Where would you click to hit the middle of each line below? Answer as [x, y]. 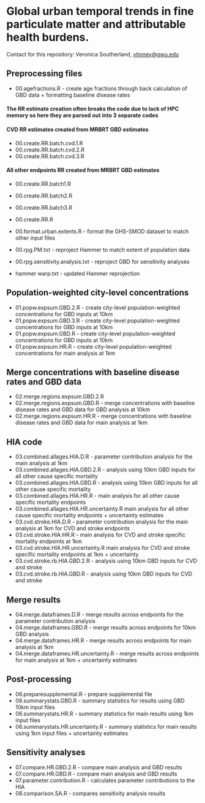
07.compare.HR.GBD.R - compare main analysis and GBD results [96, 774]
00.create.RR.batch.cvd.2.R [50, 150]
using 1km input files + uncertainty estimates [72, 733]
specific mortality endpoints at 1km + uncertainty [77, 554]
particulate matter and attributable [96, 24]
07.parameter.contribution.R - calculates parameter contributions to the [105, 780]
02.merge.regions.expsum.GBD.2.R [59, 397]
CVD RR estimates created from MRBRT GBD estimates [77, 129]
